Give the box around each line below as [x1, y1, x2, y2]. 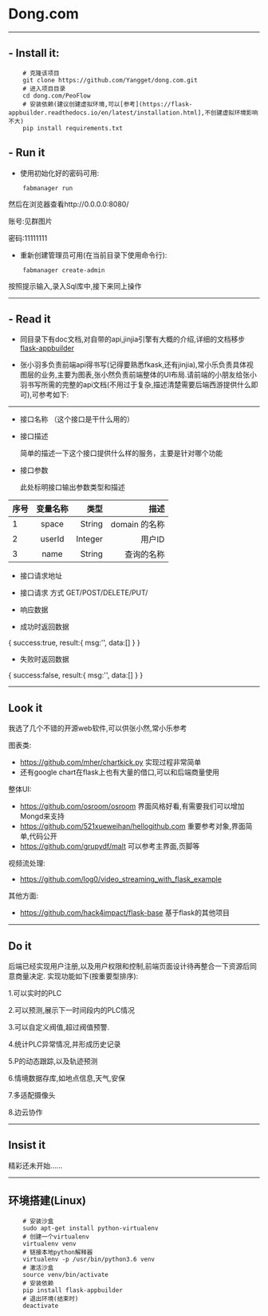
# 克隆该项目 [22, 69, 60, 77]
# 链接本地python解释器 [22, 1248, 93, 1256]
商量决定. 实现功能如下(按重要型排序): [14, 971, 139, 981]
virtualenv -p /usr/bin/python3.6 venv [22, 1255, 156, 1263]
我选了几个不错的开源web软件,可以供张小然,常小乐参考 [8, 723, 187, 733]
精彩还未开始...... [8, 1161, 63, 1170]
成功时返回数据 [19, 622, 69, 632]
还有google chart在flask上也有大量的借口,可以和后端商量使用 [19, 767, 219, 777]
